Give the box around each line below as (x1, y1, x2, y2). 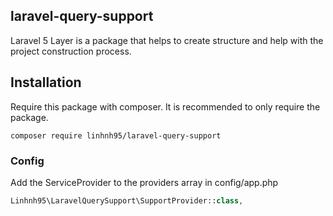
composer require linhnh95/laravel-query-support (10, 130, 222, 141)
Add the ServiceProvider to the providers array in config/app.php (10, 176, 279, 188)
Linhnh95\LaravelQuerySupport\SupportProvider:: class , (10, 195, 244, 206)
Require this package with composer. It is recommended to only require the (10, 100, 321, 113)
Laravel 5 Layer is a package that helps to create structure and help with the (10, 34, 324, 46)
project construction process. (10, 45, 132, 57)
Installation (10, 74, 82, 91)
